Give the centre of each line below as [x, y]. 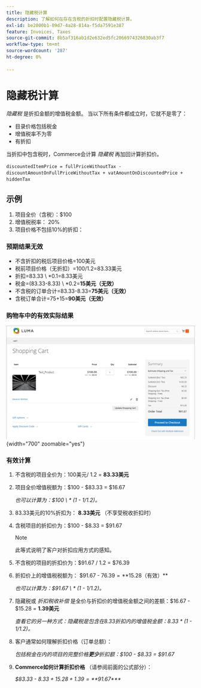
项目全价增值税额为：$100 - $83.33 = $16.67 [70, 487]
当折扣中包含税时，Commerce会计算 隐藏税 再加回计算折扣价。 [84, 154]
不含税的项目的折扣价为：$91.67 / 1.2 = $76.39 [72, 563]
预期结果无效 [25, 247]
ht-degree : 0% [24, 57]
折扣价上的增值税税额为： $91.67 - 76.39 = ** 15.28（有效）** [92, 575]
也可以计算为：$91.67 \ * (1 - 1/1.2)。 [60, 588]
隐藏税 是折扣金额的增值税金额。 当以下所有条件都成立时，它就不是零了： [97, 113]
